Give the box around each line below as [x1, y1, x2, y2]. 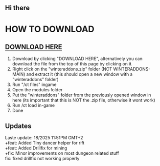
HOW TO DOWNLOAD [5, 23, 94, 35]
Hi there [5, 4, 30, 12]
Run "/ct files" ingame [12, 82, 57, 87]
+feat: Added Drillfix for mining [5, 145, 68, 151]
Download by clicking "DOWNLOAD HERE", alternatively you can [12, 56, 143, 62]
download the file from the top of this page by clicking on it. [12, 61, 133, 67]
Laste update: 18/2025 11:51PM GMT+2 [5, 135, 83, 141]
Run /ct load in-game [12, 103, 55, 108]
